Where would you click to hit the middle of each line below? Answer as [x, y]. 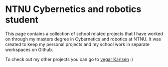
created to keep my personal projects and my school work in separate [77, 44]
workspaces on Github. [29, 49]
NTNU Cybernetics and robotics [73, 9]
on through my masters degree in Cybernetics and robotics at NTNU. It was [83, 39]
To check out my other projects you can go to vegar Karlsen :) [69, 59]
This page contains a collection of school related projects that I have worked [84, 33]
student [22, 20]
